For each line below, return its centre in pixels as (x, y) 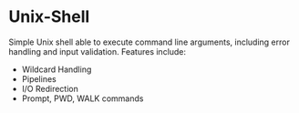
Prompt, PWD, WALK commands (82, 98)
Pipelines (39, 78)
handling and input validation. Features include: (98, 51)
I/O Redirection (50, 88)
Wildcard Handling (57, 69)
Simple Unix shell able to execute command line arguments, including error (149, 42)
